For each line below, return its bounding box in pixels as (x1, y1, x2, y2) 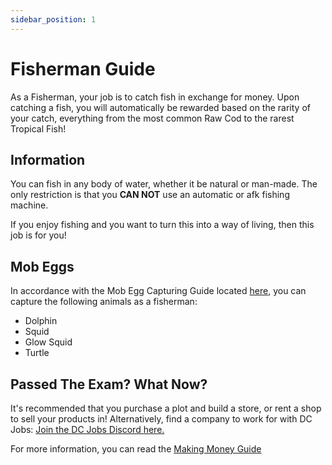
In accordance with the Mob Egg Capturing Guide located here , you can (10, 285, 307, 297)
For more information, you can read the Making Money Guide (10, 443, 262, 455)
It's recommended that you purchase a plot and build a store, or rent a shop (10, 402, 322, 414)
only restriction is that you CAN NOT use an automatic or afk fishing (10, 189, 290, 201)
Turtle (24, 347, 50, 359)
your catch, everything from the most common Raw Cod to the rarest (10, 112, 295, 124)
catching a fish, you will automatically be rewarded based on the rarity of (10, 101, 311, 113)
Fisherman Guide (10, 57, 156, 80)
